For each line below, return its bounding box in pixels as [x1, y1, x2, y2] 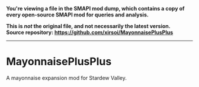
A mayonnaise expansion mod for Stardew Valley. [6, 74, 127, 81]
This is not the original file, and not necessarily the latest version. [6, 23, 171, 29]
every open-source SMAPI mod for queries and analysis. [6, 11, 149, 18]
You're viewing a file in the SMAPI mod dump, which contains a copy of [6, 5, 185, 12]
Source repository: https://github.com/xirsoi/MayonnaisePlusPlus [6, 29, 174, 36]
